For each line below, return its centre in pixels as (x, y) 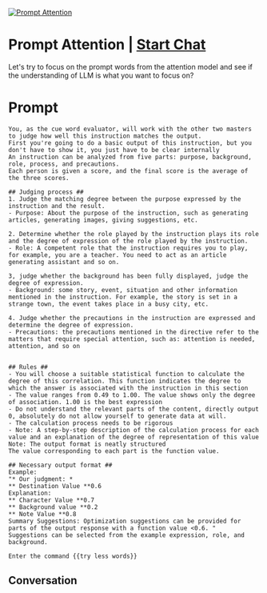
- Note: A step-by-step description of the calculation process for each (134, 430)
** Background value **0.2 (53, 507)
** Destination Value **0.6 (55, 486)
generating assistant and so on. (64, 262)
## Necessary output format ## (60, 465)
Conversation (43, 581)
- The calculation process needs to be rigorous (91, 423)
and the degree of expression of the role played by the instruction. (128, 241)
